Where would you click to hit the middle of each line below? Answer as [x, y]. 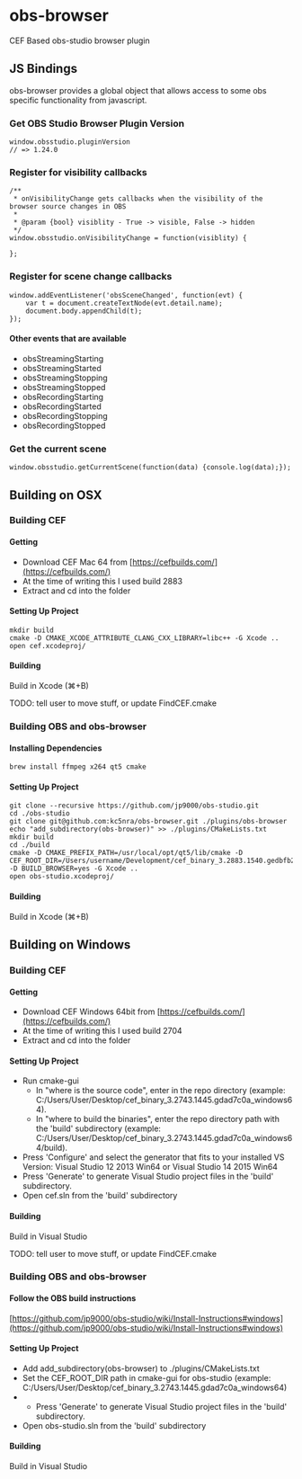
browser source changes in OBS [68, 207]
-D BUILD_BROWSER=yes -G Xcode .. [74, 869]
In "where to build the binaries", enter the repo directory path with [158, 1119]
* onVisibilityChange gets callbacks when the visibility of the [138, 199]
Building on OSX [56, 495]
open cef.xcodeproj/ [48, 646]
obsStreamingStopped [64, 387]
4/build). [52, 1148]
